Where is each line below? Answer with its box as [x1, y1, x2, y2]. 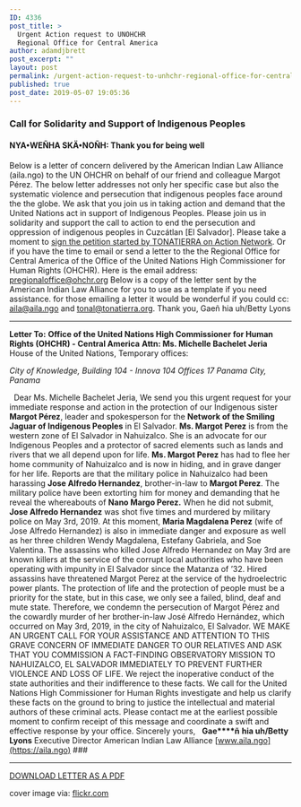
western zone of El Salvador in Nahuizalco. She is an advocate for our [9, 430, 267, 440]
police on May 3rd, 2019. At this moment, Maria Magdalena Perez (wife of [9, 516, 284, 526]
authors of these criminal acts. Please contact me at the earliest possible [9, 706, 278, 717]
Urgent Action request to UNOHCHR [17, 30, 146, 39]
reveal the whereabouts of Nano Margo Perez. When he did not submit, [9, 497, 274, 508]
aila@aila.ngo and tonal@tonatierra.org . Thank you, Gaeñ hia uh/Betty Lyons [9, 302, 291, 314]
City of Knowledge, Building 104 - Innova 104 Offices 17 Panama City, [9, 365, 267, 376]
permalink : [9, 72, 50, 81]
